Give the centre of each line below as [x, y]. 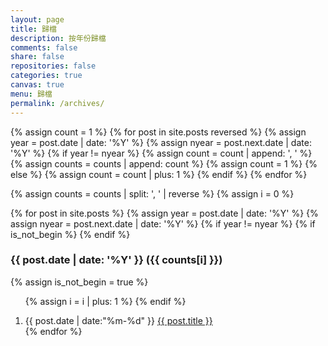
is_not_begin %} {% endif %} [70, 234]
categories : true [46, 76]
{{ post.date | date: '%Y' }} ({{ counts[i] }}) [116, 260]
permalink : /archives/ [57, 103]
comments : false [44, 47]
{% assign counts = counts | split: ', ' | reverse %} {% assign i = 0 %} [152, 193]
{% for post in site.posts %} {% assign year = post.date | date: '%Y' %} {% [164, 213]
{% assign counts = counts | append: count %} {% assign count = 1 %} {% [164, 163]
